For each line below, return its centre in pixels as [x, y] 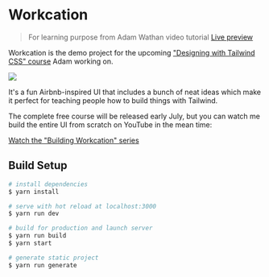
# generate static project [54, 258]
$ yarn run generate [43, 265]
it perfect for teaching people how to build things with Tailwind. [113, 100]
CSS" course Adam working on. [61, 61]
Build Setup [38, 165]
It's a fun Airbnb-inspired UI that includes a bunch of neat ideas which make [135, 92]
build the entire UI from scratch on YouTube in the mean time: [110, 124]
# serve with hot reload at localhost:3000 [83, 206]
